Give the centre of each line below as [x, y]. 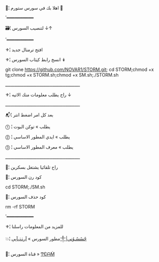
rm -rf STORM [20, 207]
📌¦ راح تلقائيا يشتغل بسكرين [32, 167]
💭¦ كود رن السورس [23, 177]
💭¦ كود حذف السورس [26, 197]
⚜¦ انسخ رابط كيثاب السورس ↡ [36, 59]
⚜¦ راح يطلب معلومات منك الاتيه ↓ [38, 95]
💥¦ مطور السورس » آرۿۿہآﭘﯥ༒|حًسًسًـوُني [46, 239]
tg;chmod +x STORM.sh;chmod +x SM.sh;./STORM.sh [62, 75]
